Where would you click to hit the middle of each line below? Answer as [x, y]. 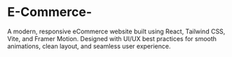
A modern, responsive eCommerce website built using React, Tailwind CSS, [116, 31]
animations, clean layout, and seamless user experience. [89, 46]
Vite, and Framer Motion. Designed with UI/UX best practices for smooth [112, 38]
